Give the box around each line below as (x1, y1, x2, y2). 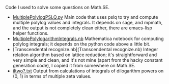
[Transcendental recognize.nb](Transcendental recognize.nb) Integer (12, 47, 158, 52)
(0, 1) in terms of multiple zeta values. (12, 73, 92, 79)
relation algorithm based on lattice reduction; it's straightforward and (12, 52, 157, 58)
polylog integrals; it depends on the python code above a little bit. (12, 41, 151, 47)
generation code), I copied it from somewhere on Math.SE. (12, 63, 136, 68)
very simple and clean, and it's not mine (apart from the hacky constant (12, 57, 163, 63)
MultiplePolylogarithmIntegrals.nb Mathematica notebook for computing (12, 35, 164, 41)
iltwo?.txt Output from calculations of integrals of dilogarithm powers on (12, 68, 164, 74)
